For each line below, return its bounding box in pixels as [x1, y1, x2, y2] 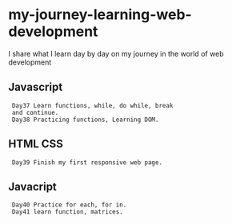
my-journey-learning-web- [8, 6, 192, 24]
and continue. [11, 108, 59, 116]
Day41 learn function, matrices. [11, 208, 124, 216]
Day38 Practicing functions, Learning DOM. [11, 116, 159, 124]
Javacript [8, 179, 58, 193]
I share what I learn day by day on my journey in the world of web [8, 49, 224, 58]
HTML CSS [8, 137, 64, 151]
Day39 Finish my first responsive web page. [11, 158, 162, 167]
